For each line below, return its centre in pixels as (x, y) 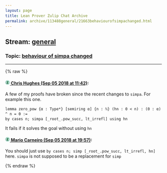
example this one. (23, 99)
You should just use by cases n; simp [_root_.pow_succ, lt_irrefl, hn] (80, 151)
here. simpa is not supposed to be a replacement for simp (63, 156)
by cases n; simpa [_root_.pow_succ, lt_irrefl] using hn (66, 119)
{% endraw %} (20, 166)
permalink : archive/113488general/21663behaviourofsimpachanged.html (79, 21)
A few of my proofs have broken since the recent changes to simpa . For (78, 94)
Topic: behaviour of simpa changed (49, 56)
